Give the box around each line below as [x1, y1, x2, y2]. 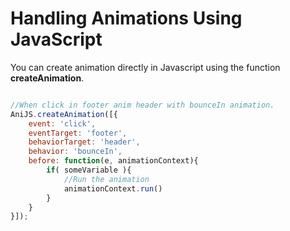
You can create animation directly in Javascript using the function [10, 61, 281, 73]
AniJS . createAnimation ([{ [10, 109, 118, 119]
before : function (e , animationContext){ [28, 156, 199, 166]
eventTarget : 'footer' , [28, 128, 128, 138]
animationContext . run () [63, 183, 163, 194]
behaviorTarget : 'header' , [28, 137, 141, 147]
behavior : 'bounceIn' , [28, 147, 123, 157]
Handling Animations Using [10, 7, 243, 30]
